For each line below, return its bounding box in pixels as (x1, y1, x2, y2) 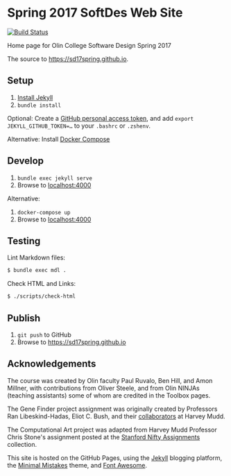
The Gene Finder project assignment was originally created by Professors (7, 405, 218, 413)
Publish (7, 312, 41, 324)
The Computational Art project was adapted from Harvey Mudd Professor (7, 425, 217, 434)
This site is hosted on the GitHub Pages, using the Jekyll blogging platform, (7, 453, 223, 462)
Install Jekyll (17, 93, 53, 101)
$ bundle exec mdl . (7, 267, 67, 274)
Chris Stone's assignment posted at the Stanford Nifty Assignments (7, 432, 200, 441)
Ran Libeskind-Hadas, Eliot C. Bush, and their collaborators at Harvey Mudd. (7, 411, 225, 420)
